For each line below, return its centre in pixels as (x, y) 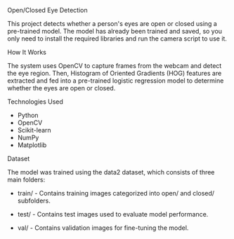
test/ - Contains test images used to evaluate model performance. (113, 214)
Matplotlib (32, 145)
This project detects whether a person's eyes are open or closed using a (112, 23)
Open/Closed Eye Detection (47, 10)
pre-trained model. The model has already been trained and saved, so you (115, 31)
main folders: (26, 179)
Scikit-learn (34, 130)
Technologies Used (35, 102)
